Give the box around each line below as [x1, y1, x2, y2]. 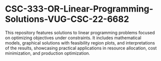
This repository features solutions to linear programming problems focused [5, 30, 155, 35]
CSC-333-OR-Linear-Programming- [5, 3, 154, 15]
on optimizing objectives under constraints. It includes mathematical [5, 35, 142, 41]
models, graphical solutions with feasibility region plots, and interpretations [5, 40, 155, 46]
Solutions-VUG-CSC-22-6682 [5, 14, 129, 25]
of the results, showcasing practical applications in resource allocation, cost [5, 45, 157, 51]
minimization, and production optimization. [5, 50, 91, 56]
